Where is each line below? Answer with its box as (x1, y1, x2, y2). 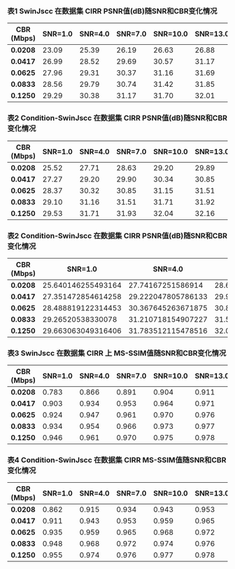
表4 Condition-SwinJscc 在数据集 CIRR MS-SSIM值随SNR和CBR (7, 455, 227, 465)
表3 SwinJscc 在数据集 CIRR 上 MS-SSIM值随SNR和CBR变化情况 (7, 348, 227, 358)
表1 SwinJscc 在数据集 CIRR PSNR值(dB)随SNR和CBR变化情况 (7, 6, 218, 15)
